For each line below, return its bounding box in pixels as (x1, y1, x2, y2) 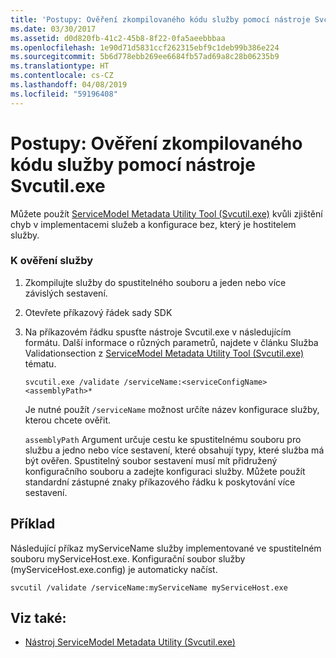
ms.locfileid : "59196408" (10, 89, 118, 99)
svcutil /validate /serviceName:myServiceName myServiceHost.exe (10, 582, 288, 593)
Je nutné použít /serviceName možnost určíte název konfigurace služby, (24, 403, 320, 415)
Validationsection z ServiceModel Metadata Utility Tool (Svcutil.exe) (24, 347, 305, 359)
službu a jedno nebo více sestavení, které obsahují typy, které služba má (24, 444, 325, 456)
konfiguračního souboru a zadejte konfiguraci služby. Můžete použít (24, 465, 306, 477)
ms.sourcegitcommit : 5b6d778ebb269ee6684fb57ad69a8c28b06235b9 (10, 52, 280, 62)
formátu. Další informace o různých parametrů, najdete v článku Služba (24, 336, 319, 348)
